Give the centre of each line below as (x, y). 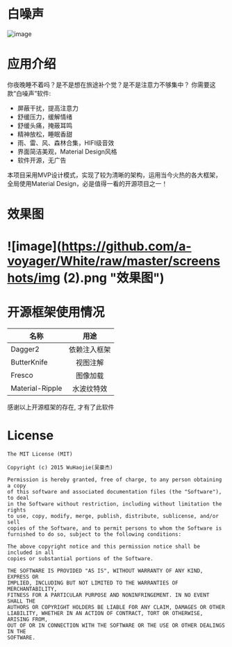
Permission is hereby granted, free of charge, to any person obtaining (115, 480)
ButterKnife (29, 362)
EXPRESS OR (23, 577)
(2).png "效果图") (114, 278)
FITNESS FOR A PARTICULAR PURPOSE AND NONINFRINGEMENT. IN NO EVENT (108, 595)
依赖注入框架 (90, 350)
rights (17, 510)
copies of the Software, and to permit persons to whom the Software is (115, 528)
